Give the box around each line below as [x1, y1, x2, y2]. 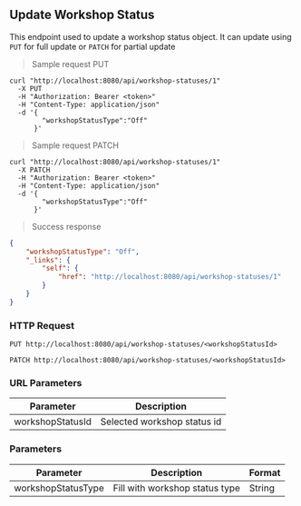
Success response [31, 221, 102, 232]
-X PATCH [17, 165, 51, 174]
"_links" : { [25, 255, 71, 264]
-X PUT [17, 84, 43, 94]
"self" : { [42, 263, 79, 273]
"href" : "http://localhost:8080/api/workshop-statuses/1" [57, 273, 282, 282]
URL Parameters [9, 377, 83, 390]
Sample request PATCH [31, 140, 120, 151]
